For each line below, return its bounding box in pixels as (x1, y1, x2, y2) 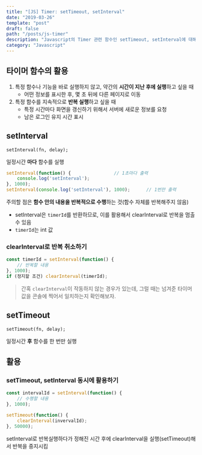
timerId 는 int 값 (14, 226, 53, 233)
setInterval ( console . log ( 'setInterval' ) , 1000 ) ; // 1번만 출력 (6, 187, 176, 193)
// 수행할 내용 (17, 396, 49, 402)
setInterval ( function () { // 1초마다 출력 (6, 170, 148, 176)
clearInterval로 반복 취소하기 (6, 243, 87, 251)
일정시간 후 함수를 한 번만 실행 (6, 337, 77, 345)
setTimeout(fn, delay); (6, 326, 66, 332)
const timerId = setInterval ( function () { (6, 256, 114, 263)
